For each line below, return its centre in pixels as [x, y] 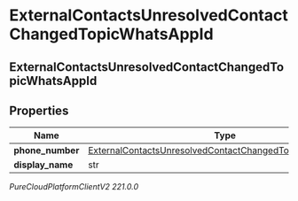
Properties [39, 110]
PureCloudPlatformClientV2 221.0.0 [74, 187]
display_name [43, 165]
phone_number [47, 151]
